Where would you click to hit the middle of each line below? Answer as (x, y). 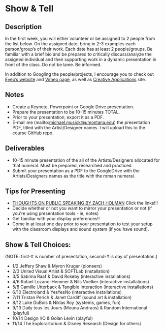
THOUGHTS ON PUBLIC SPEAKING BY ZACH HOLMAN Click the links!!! (85, 203)
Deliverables (25, 148)
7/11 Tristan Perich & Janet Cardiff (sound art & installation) (72, 298)
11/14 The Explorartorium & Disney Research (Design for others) (77, 324)
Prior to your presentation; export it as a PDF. (58, 117)
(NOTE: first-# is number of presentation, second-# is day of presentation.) (81, 257)
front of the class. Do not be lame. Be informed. (53, 65)
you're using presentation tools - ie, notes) (55, 213)
